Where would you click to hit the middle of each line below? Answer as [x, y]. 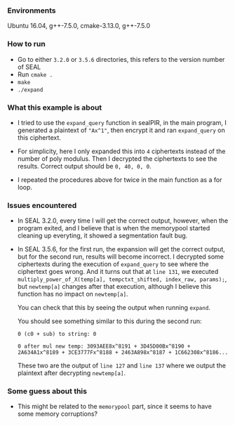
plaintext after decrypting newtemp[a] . [72, 373]
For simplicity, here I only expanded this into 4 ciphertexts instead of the [121, 151]
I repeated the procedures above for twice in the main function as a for [120, 179]
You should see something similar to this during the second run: [109, 321]
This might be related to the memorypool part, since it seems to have [114, 407]
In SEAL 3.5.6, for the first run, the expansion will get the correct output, [121, 249]
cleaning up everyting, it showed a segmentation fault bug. [102, 236]
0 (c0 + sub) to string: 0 [57, 334]
